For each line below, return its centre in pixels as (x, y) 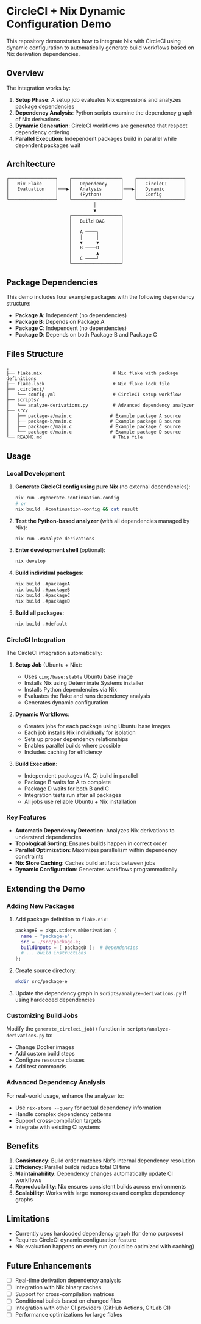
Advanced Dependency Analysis (56, 1082)
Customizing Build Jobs (42, 1015)
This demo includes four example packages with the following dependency (100, 297)
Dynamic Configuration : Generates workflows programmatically (96, 870)
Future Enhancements (49, 1266)
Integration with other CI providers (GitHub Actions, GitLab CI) (93, 1308)
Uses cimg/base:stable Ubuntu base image (79, 676)
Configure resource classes (50, 1060)
